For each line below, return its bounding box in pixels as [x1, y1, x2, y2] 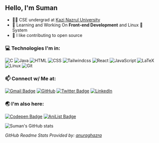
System [12, 27, 28, 33]
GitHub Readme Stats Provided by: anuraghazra [5, 132, 102, 138]
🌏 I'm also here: [5, 101, 44, 107]
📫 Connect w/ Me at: [5, 75, 56, 82]
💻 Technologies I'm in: [5, 45, 61, 52]
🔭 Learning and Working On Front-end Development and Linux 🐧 [12, 22, 143, 28]
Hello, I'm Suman [5, 4, 58, 12]
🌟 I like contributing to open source [12, 32, 83, 38]
